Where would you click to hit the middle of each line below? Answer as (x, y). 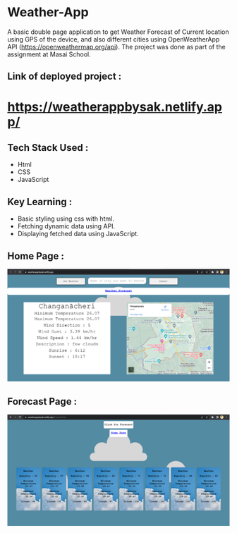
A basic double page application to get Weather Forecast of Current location (118, 32)
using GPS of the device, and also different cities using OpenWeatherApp (114, 39)
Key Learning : (40, 202)
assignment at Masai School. (49, 54)
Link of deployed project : (65, 76)
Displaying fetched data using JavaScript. (78, 234)
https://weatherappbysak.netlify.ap (115, 107)
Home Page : (36, 256)
